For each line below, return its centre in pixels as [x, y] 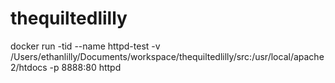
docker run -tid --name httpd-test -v [85, 46]
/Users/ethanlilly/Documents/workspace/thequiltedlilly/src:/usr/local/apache [167, 56]
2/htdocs [29, 67]
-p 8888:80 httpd [85, 67]
